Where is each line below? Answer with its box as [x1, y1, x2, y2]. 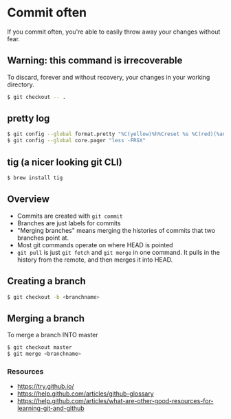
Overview [7, 194, 50, 205]
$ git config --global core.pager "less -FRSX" [7, 137, 146, 144]
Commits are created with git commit [16, 212, 123, 220]
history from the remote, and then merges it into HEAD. [16, 256, 173, 264]
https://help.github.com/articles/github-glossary [16, 389, 154, 398]
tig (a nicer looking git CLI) [7, 156, 122, 168]
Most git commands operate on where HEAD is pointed [16, 240, 173, 249]
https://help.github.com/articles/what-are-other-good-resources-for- [16, 397, 214, 405]
